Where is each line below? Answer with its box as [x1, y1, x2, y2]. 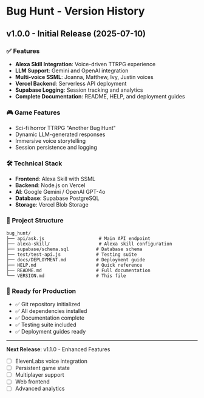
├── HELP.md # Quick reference [6, 262, 143, 268]
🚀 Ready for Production [6, 287, 76, 295]
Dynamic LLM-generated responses [15, 131, 106, 138]
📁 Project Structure [6, 216, 64, 225]
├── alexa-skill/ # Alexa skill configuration [6, 241, 172, 247]
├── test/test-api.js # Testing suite [6, 251, 137, 258]
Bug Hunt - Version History [6, 4, 145, 18]
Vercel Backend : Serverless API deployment [15, 80, 127, 87]
